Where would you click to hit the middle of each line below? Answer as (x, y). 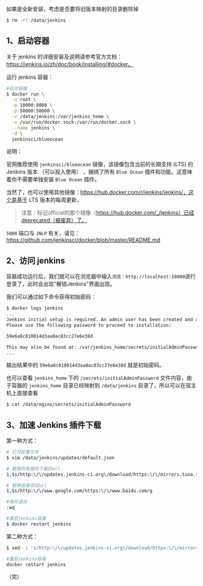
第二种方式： (22, 536)
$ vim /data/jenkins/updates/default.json (60, 458)
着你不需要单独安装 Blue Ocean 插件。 (53, 179)
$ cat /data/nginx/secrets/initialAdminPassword (69, 405)
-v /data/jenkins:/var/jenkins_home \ (61, 117)
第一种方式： (22, 441)
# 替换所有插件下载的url (33, 468)
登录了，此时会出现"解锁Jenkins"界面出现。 (61, 284)
